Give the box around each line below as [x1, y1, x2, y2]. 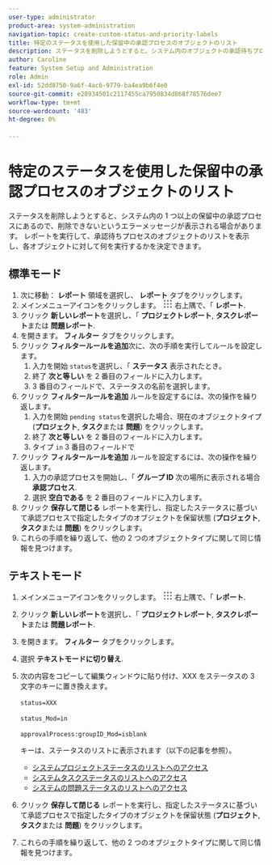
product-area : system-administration [8, 21, 136, 30]
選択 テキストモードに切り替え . [19, 654, 123, 664]
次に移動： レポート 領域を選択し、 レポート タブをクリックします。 [19, 290, 248, 299]
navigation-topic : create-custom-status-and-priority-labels [8, 30, 219, 38]
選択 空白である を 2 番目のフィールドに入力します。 [31, 492, 207, 502]
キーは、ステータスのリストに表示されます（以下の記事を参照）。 [19, 745, 236, 755]
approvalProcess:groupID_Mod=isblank [19, 730, 148, 738]
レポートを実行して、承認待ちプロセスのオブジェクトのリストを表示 [23, 231, 250, 240]
